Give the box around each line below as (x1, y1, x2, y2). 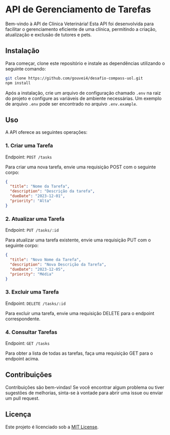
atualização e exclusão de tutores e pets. (5, 31, 92, 38)
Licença (5, 410, 32, 419)
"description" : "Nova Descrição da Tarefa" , (10, 262, 107, 267)
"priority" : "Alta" (10, 198, 52, 204)
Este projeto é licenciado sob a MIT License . (5, 424, 99, 430)
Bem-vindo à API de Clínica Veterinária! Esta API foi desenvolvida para (5, 21, 154, 27)
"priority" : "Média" (10, 271, 54, 276)
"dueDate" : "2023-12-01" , (10, 194, 66, 199)
